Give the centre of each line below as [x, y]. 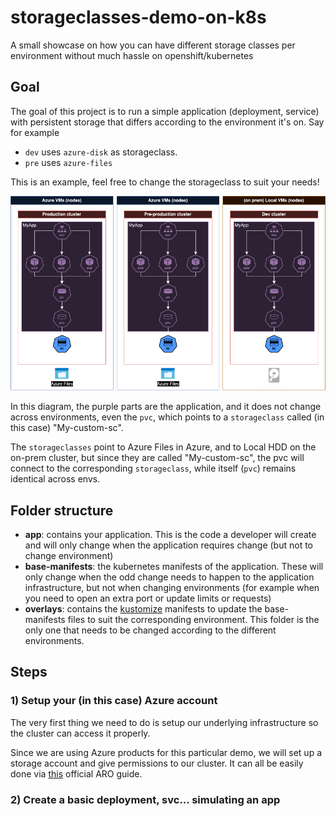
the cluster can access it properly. [80, 733]
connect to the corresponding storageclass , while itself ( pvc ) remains [153, 468]
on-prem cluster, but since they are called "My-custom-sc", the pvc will [157, 458]
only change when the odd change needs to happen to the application [169, 577]
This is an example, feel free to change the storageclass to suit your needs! [165, 182]
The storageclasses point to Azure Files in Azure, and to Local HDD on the [163, 447]
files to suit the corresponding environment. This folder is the [193, 619]
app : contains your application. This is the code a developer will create [170, 534]
